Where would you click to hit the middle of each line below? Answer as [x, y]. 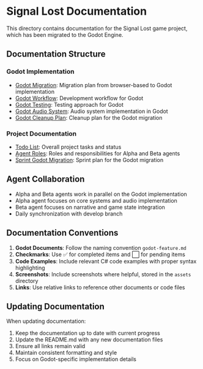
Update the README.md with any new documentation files [89, 340]
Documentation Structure [56, 54]
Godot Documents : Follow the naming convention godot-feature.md [101, 247]
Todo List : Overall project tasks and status [68, 147]
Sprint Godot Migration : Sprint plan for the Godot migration [89, 160]
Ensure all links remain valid [50, 346]
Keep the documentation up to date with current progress [87, 333]
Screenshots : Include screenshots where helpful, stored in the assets [103, 274]
